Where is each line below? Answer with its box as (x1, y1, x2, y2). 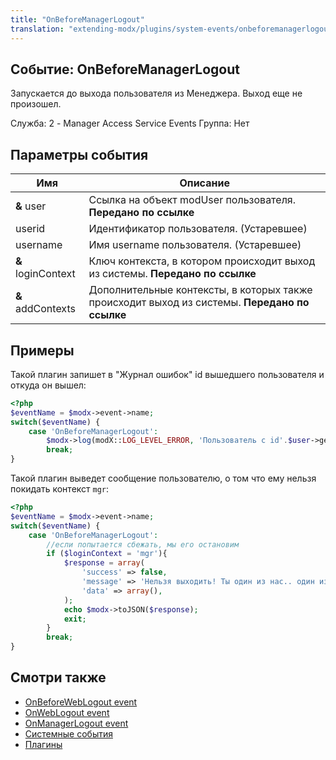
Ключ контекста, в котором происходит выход (88, 254, 316, 268)
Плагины (24, 738, 63, 750)
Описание (179, 176, 230, 190)
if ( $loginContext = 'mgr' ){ (46, 549, 168, 559)
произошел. (10, 98, 62, 110)
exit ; (63, 614, 87, 624)
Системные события (24, 727, 113, 740)
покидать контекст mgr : (10, 483, 110, 495)
